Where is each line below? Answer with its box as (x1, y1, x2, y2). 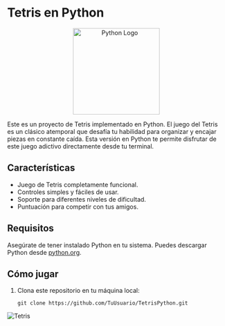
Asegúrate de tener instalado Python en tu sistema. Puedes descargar (7, 240, 208, 249)
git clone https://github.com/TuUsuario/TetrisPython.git (17, 300, 188, 307)
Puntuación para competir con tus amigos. (17, 202, 138, 211)
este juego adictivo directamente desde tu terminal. (7, 142, 154, 150)
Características (7, 162, 75, 174)
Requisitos (7, 222, 54, 234)
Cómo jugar (7, 268, 59, 280)
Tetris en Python (7, 5, 105, 21)
